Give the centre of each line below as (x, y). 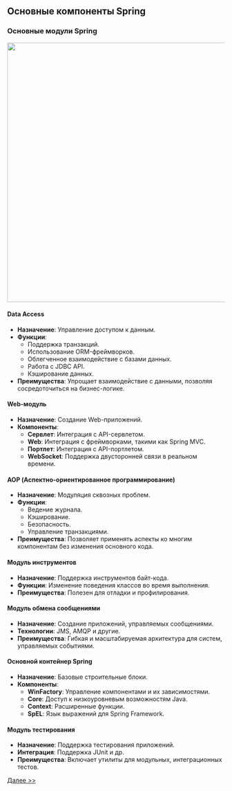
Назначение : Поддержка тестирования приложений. (96, 745)
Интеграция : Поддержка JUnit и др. (70, 752)
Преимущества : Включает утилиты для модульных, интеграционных (119, 760)
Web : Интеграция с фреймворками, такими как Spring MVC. (116, 442)
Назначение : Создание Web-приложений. (80, 420)
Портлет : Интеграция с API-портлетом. (86, 449)
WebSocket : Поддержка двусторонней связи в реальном (112, 457)
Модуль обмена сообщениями (54, 608)
